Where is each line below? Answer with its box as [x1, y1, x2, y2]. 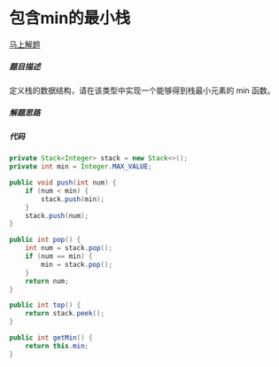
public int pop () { [9, 236, 81, 245]
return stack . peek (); [25, 309, 105, 318]
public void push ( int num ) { [9, 178, 117, 187]
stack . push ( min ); [41, 194, 105, 204]
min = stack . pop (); [41, 260, 113, 269]
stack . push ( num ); [25, 211, 89, 220]
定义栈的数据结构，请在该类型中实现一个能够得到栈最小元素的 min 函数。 [9, 85, 275, 96]
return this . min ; [25, 341, 89, 350]
